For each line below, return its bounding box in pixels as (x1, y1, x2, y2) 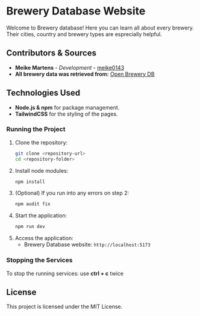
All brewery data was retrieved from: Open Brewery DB (14, 70, 155, 78)
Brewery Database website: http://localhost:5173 (23, 241, 151, 248)
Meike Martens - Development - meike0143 (14, 64, 125, 71)
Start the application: (14, 212, 67, 219)
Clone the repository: (14, 138, 68, 146)
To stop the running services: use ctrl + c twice (6, 270, 124, 277)
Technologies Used (6, 88, 80, 98)
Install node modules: (14, 167, 69, 174)
